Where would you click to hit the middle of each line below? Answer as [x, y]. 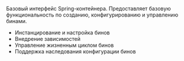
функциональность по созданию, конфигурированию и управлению [92, 15]
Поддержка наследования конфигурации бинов [75, 52]
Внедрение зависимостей [48, 39]
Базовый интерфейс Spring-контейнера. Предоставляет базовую [89, 9]
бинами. [17, 21]
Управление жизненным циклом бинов [64, 45]
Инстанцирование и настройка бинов [62, 33]
